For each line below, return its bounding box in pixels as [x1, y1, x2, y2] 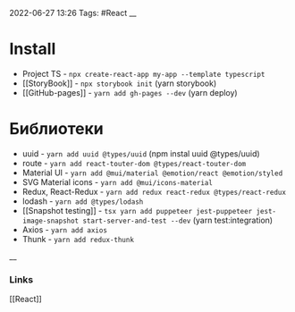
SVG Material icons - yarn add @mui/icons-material [21, 176, 213, 187]
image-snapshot [21, 216, 80, 225]
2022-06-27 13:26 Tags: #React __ [9, 8, 137, 18]
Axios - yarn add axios [21, 223, 107, 235]
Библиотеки [9, 119, 105, 139]
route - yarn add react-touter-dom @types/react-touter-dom [21, 157, 247, 168]
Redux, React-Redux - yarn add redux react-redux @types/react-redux [21, 186, 286, 197]
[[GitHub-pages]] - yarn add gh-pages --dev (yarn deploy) [21, 87, 239, 97]
